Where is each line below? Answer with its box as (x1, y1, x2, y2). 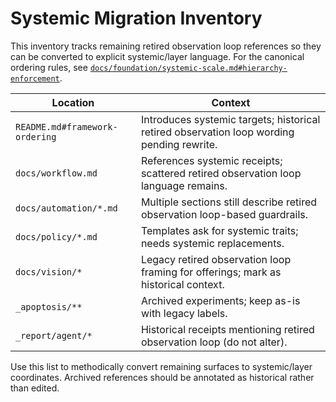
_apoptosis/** (15, 301, 83, 312)
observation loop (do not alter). (140, 335, 288, 349)
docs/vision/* (15, 266, 83, 277)
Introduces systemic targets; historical (140, 112, 321, 126)
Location (51, 95, 95, 109)
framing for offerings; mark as (140, 265, 282, 279)
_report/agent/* (15, 330, 93, 341)
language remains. (140, 178, 228, 192)
